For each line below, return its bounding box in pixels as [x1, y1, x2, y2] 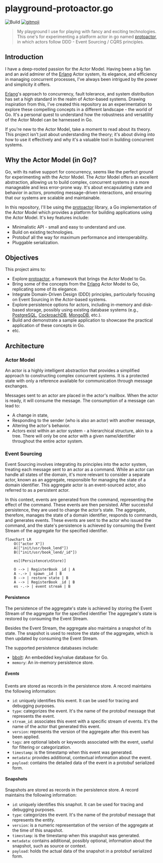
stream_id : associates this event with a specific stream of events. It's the [12, 718, 158, 724]
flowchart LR [5, 537, 32, 542]
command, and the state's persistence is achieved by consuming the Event [5, 522, 156, 529]
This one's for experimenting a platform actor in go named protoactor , [17, 34, 157, 39]
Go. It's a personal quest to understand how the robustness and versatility [5, 112, 154, 117]
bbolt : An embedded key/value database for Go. [12, 654, 109, 660]
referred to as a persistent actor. [5, 487, 70, 493]
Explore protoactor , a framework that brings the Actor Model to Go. [12, 276, 147, 282]
